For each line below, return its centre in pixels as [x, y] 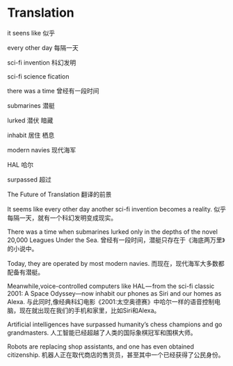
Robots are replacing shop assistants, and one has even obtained [101, 347]
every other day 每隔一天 [43, 47]
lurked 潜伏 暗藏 [30, 120]
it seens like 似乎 [31, 33]
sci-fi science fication [38, 76]
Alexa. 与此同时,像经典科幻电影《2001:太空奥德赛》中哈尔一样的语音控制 [111, 301]
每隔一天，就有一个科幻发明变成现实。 [62, 218]
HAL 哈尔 [20, 164]
